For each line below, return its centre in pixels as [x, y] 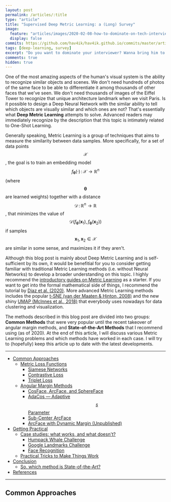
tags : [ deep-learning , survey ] [38, 48]
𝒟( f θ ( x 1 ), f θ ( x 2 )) [85, 222]
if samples [16, 231]
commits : [15, 43]
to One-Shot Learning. [29, 126]
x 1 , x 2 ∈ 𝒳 [85, 240]
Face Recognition [46, 450]
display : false [26, 39]
